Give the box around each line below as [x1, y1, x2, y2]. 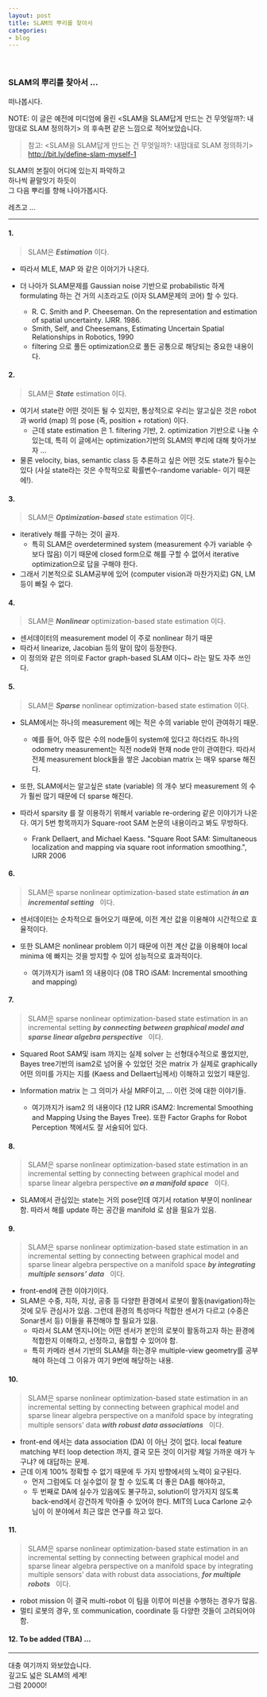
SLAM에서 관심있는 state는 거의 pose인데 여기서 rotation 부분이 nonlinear [19, 1195, 253, 1205]
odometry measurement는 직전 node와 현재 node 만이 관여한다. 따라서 [31, 744, 256, 754]
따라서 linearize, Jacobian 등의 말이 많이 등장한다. [19, 643, 177, 653]
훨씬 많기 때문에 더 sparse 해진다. [28, 791, 133, 800]
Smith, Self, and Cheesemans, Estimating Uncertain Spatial [31, 324, 225, 333]
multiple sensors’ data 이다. [27, 1269, 126, 1279]
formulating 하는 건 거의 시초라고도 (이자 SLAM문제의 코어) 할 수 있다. [19, 291, 238, 300]
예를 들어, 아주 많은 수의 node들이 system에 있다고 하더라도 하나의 [31, 734, 240, 744]
